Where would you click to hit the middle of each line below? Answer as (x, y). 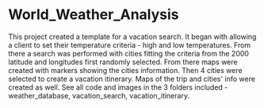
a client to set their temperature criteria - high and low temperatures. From (130, 44)
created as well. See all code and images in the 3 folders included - (118, 87)
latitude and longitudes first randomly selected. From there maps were (123, 62)
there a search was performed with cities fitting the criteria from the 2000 (129, 53)
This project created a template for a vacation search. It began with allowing (132, 37)
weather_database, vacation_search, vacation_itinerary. (99, 95)
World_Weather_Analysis (94, 15)
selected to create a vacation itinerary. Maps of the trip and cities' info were (132, 79)
